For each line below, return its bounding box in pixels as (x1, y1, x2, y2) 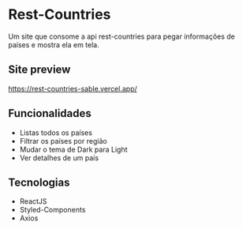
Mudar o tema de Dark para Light (19, 145, 128, 154)
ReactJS (19, 197, 47, 206)
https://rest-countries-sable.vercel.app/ (8, 84, 138, 93)
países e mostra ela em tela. (8, 39, 100, 49)
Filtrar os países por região (19, 136, 108, 145)
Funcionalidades (8, 107, 92, 120)
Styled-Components (19, 205, 86, 215)
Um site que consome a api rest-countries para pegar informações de (8, 32, 235, 41)
